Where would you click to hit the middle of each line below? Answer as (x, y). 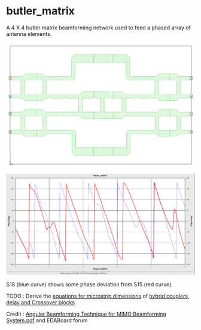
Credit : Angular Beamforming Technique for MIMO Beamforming (86, 314)
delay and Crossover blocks (41, 302)
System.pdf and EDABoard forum (47, 320)
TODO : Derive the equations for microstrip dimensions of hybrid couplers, (98, 296)
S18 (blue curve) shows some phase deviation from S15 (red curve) (89, 284)
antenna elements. (29, 34)
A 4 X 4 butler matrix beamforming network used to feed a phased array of (99, 28)
